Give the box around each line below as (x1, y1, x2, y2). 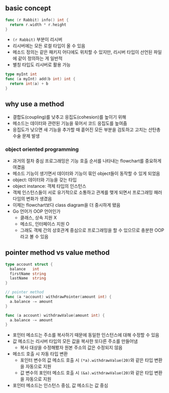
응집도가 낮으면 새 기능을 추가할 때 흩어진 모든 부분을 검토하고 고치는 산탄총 (12, 126, 161, 133)
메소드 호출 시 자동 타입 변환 (12, 351, 68, 357)
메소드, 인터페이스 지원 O (20, 221, 70, 227)
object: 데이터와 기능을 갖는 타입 (12, 177, 77, 183)
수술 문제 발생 (12, 133, 40, 139)
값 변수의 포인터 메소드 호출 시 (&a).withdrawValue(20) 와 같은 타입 (20, 370, 153, 376)
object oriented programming (5, 146, 79, 153)
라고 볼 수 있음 (20, 234, 49, 240)
